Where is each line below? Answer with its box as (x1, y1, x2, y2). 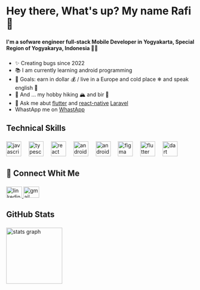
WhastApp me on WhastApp (14, 106, 85, 113)
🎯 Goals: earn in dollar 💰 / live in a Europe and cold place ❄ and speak (14, 76, 189, 83)
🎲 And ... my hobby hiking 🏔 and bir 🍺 (14, 91, 109, 98)
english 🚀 (14, 84, 38, 91)
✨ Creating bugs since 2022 (14, 60, 85, 67)
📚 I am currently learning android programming (14, 67, 133, 74)
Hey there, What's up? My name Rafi (6, 4, 192, 18)
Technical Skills (6, 123, 66, 133)
